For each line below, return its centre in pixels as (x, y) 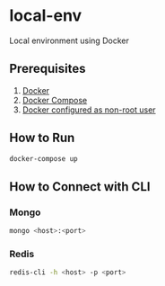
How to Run (42, 138)
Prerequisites (48, 69)
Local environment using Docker (69, 40)
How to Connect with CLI (80, 187)
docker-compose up (43, 158)
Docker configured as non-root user (89, 110)
